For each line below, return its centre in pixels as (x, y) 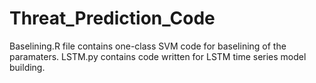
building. (27, 67)
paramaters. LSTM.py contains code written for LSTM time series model (158, 56)
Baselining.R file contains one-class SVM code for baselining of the (148, 46)
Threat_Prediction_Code (112, 18)
